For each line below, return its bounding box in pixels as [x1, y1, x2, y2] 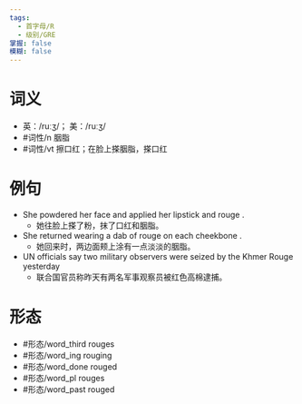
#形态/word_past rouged [22, 383, 115, 395]
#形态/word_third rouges [22, 338, 115, 350]
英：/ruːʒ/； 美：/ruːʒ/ [22, 121, 106, 132]
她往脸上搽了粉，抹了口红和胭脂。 [35, 220, 164, 231]
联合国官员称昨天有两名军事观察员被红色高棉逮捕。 [35, 271, 228, 282]
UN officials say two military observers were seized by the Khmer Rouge [22, 251, 294, 261]
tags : [9, 13, 30, 23]
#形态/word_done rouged [22, 360, 118, 372]
